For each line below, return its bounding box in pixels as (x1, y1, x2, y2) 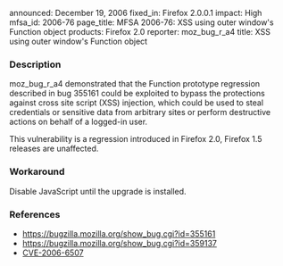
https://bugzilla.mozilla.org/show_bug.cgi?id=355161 (21, 228, 216, 239)
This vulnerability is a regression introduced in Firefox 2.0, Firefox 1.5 (9, 134, 262, 145)
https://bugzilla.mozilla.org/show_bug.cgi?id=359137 (21, 237, 217, 248)
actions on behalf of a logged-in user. (9, 116, 148, 128)
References (9, 208, 61, 220)
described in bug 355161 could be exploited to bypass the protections (9, 88, 265, 99)
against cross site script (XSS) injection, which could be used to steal (9, 97, 264, 108)
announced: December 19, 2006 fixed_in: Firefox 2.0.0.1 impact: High (9, 8, 262, 18)
